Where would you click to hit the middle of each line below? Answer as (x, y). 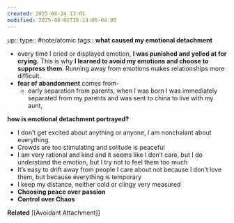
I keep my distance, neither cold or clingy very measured (99, 184)
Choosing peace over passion (61, 192)
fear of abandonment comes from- (68, 83)
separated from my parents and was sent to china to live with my (120, 98)
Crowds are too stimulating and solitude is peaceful (91, 147)
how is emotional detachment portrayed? (68, 118)
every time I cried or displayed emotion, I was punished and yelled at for (122, 54)
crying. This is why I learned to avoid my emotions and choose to (113, 61)
